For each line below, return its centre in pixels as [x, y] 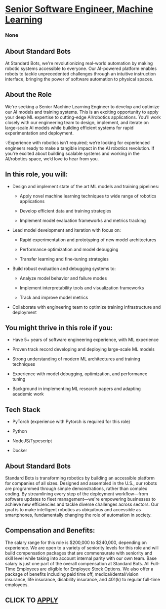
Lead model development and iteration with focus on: [66, 230]
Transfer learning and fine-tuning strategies [64, 259]
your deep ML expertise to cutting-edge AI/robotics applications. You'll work [83, 117]
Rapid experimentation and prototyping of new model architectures [88, 240]
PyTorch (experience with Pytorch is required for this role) [71, 422]
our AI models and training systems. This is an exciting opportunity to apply [82, 112]
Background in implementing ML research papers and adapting [76, 389]
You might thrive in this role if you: [59, 328]
